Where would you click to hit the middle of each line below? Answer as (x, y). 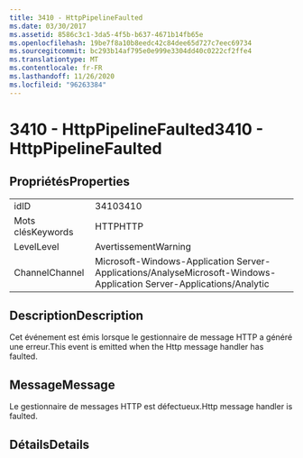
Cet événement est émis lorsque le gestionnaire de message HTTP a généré (151, 337)
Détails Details (50, 444)
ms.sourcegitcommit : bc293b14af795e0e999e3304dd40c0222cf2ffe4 (131, 51)
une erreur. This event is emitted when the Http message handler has (137, 347)
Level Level (37, 246)
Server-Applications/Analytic (207, 283)
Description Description (77, 316)
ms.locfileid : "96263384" (58, 85)
